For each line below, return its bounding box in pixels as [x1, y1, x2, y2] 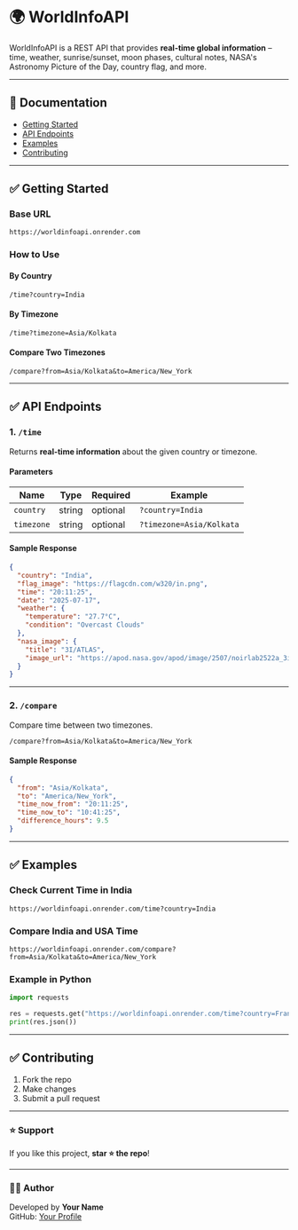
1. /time [9, 426, 42, 438]
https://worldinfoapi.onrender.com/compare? [9, 944, 176, 954]
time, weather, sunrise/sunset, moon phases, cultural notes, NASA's [9, 51, 257, 62]
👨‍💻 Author [9, 1181, 55, 1194]
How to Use [9, 248, 60, 261]
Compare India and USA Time [9, 925, 139, 937]
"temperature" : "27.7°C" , [25, 612, 122, 621]
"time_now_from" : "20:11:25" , [17, 800, 129, 808]
